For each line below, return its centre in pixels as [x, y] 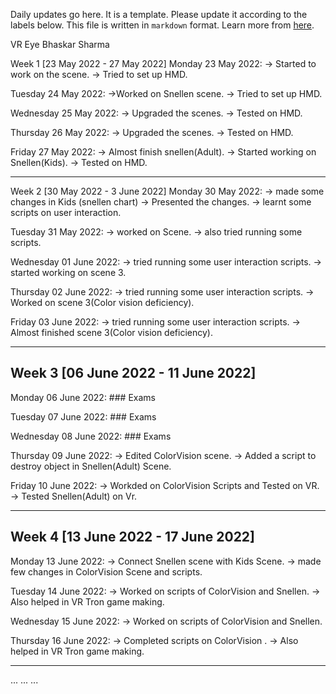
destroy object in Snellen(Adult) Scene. [91, 466]
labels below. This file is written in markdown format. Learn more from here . [162, 25]
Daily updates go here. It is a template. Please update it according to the [159, 14]
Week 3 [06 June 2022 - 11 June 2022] [133, 373]
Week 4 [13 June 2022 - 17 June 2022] [133, 537]
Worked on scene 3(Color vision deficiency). [102, 302]
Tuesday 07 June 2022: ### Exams [83, 416]
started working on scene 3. [68, 272]
